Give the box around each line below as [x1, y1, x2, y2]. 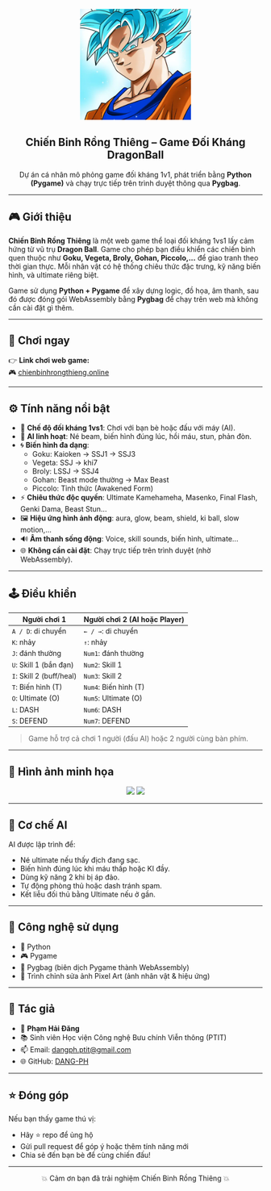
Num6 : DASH [83, 704, 123, 714]
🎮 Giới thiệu [8, 211, 72, 224]
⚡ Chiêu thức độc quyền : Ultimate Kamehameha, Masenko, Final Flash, [19, 493, 258, 503]
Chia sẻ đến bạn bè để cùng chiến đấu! [19, 1151, 151, 1160]
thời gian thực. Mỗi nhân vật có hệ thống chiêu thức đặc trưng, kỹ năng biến [8, 261, 261, 271]
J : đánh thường [11, 649, 62, 658]
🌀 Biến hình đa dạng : [19, 441, 90, 450]
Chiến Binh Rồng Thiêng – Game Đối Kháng [25, 136, 246, 149]
